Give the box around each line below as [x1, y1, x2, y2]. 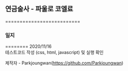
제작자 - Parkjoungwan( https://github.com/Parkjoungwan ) [5, 60, 124, 66]
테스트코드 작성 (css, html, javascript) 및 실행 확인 [5, 49, 104, 55]
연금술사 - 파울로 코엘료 [5, 4, 73, 13]
